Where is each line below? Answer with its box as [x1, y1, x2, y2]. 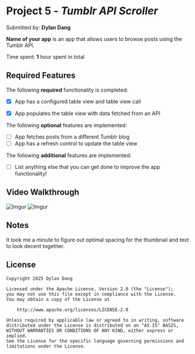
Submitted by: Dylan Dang [6, 24, 71, 31]
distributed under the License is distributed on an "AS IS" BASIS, [6, 322, 179, 328]
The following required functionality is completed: [6, 86, 129, 93]
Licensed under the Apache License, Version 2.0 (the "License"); [6, 286, 174, 292]
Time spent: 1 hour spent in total [6, 53, 85, 60]
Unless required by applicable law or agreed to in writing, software [6, 317, 184, 323]
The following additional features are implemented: [6, 152, 132, 159]
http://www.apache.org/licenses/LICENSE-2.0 [17, 306, 129, 313]
